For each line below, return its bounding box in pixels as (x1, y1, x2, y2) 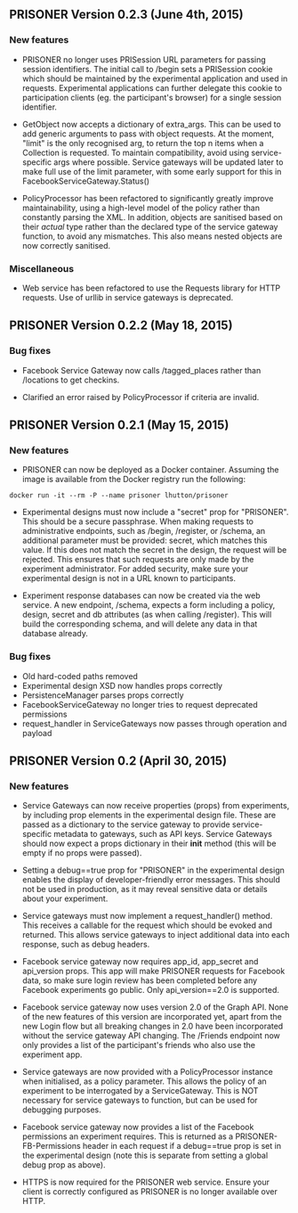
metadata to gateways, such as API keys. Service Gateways (52, 829, 273, 840)
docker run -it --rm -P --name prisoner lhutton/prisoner (9, 491, 229, 500)
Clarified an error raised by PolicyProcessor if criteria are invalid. (21, 391, 260, 402)
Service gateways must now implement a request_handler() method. (21, 911, 273, 922)
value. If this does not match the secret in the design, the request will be (21, 545, 287, 555)
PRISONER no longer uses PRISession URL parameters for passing (21, 53, 267, 65)
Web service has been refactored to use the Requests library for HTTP (21, 283, 281, 293)
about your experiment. (21, 893, 109, 904)
